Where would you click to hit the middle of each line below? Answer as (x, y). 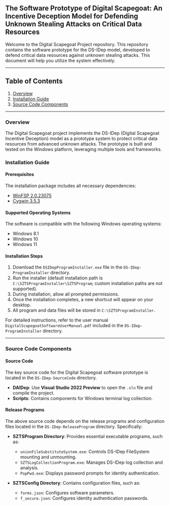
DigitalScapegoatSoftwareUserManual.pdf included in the (65, 326)
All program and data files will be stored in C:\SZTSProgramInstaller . (84, 310)
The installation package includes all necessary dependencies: (71, 186)
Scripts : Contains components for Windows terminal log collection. (82, 398)
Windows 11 (25, 244)
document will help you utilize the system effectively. (60, 60)
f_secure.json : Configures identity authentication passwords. (84, 498)
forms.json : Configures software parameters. (67, 493)
